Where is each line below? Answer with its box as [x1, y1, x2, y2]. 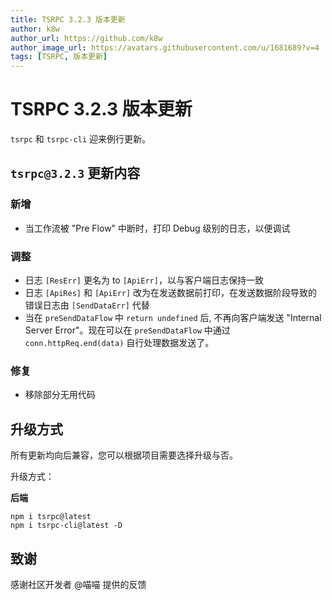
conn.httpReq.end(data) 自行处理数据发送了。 [24, 337, 215, 349]
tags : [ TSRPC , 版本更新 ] [10, 52, 108, 62]
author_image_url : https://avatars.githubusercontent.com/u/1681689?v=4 [10, 42, 320, 53]
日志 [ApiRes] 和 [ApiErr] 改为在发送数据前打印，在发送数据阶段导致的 [24, 287, 318, 299]
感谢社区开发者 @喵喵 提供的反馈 [10, 578, 147, 590]
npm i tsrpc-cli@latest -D [10, 521, 123, 531]
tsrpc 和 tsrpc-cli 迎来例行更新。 [10, 133, 152, 145]
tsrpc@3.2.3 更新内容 [10, 165, 141, 182]
